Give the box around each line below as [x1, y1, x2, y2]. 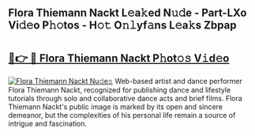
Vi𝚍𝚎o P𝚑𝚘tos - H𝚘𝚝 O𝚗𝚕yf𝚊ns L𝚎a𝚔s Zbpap [8, 19, 237, 32]
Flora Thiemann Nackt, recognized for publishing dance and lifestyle [8, 85, 231, 94]
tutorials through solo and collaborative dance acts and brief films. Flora [8, 94, 242, 103]
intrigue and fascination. [8, 119, 88, 128]
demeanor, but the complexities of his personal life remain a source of [8, 111, 236, 119]
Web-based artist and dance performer [114, 77, 243, 85]
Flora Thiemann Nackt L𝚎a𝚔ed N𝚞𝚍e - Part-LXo [8, 6, 247, 20]
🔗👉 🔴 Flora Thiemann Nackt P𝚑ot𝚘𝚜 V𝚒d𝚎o [8, 51, 230, 65]
